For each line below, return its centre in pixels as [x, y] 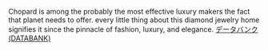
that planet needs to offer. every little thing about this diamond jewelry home [134, 20]
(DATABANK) [30, 38]
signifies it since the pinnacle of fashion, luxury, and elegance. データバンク [133, 29]
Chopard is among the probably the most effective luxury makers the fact [129, 12]
